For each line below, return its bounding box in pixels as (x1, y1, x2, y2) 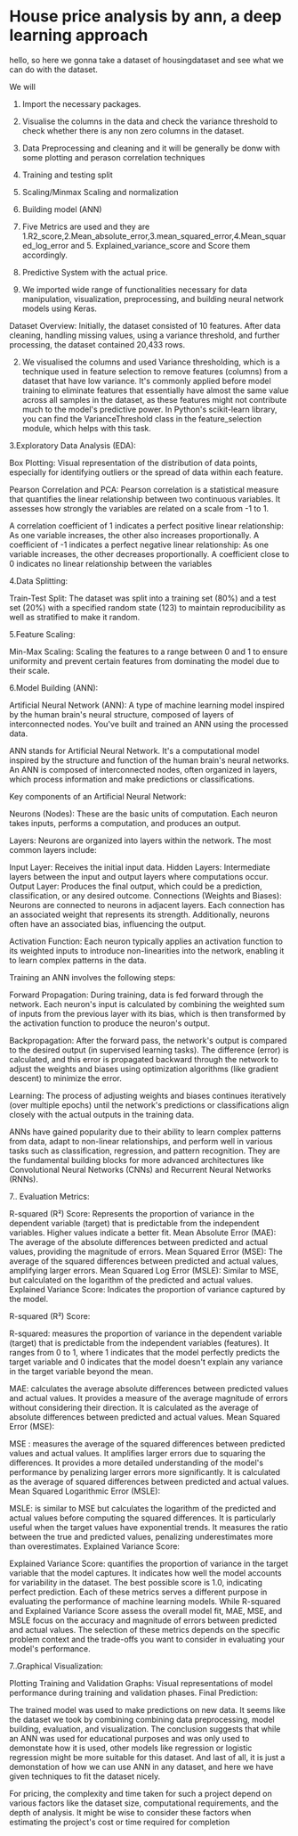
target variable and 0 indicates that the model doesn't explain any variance (9, 1357, 283, 1367)
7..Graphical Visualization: (9, 1660, 104, 1671)
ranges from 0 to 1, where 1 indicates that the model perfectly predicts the (9, 1347, 280, 1357)
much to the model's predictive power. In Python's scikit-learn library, (21, 404, 278, 414)
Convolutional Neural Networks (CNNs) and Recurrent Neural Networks (9, 1164, 271, 1175)
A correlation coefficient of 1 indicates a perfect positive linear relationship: (9, 520, 285, 531)
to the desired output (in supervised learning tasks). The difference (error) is (9, 1045, 289, 1055)
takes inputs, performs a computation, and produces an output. (9, 817, 242, 828)
